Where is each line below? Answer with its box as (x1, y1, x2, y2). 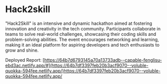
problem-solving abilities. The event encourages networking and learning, (5, 36, 159, 43)
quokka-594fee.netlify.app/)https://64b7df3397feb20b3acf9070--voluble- (5, 67, 160, 74)
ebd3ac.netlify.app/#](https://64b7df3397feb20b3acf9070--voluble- (5, 62, 149, 68)
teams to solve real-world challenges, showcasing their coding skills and (5, 31, 156, 37)
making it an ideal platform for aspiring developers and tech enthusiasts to (5, 41, 160, 48)
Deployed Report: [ (5, 57, 44, 63)
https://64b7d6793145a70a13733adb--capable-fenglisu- (44, 57, 162, 63)
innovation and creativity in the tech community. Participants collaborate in (5, 25, 160, 31)
